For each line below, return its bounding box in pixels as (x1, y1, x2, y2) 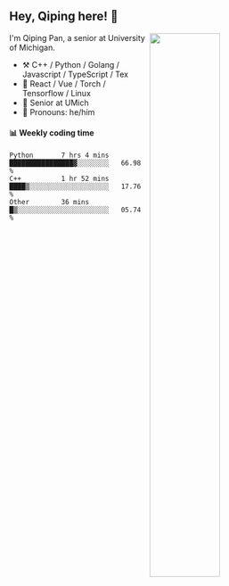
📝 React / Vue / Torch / (21, 78, 107, 89)
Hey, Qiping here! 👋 (9, 9, 119, 24)
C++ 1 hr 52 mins (9, 175, 110, 184)
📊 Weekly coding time (9, 128, 95, 138)
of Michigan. (9, 42, 55, 53)
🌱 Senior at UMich (21, 97, 89, 108)
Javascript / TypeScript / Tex (21, 69, 129, 79)
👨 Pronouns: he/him (21, 106, 95, 117)
